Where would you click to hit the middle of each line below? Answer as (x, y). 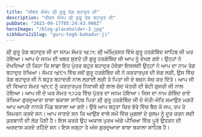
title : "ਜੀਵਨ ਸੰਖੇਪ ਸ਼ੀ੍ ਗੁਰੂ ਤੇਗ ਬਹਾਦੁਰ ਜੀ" (53, 12)
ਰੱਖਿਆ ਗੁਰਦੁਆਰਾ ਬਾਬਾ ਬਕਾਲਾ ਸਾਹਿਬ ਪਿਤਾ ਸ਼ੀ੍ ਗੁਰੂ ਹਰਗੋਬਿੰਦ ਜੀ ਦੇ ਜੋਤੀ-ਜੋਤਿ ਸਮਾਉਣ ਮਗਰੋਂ (100, 100)
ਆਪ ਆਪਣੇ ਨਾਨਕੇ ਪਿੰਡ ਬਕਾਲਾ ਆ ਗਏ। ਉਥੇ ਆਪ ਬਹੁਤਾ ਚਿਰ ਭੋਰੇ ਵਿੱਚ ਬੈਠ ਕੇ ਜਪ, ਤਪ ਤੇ (96, 107)
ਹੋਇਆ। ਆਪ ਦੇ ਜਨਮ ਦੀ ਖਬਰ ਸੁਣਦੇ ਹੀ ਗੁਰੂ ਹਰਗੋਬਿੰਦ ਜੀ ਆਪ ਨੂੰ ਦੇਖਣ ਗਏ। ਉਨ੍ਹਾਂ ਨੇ (94, 59)
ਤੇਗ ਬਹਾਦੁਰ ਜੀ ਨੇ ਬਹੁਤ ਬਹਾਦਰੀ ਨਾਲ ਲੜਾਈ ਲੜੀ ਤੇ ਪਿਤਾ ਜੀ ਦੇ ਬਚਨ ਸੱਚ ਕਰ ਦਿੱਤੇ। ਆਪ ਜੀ (100, 79)
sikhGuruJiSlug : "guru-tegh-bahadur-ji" (58, 35)
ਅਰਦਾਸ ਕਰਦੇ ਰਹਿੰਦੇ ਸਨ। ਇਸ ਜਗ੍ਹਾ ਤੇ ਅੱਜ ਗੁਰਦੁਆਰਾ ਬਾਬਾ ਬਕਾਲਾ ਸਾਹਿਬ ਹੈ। (88, 127)
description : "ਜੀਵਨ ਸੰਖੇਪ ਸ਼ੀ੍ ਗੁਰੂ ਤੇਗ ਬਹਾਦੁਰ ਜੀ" (61, 18)
